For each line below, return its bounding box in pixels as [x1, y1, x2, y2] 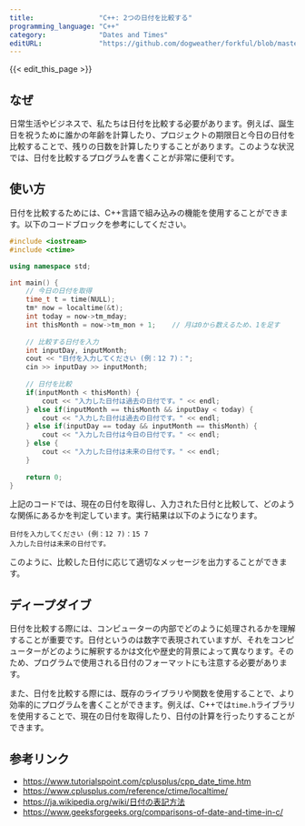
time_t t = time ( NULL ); [25, 295, 116, 305]
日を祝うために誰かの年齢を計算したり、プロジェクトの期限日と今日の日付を [9, 129, 296, 141]
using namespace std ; [9, 261, 92, 271]
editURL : [9, 38, 43, 48]
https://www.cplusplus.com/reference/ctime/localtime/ [22, 786, 229, 796]
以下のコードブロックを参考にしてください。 [24, 218, 192, 229]
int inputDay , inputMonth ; [25, 346, 128, 355]
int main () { [9, 278, 59, 287]
